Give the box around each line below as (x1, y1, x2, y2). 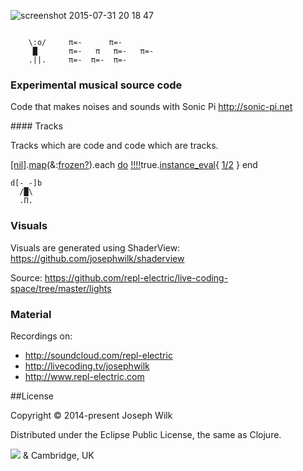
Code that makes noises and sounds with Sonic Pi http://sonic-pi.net (10, 101, 293, 113)
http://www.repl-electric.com (24, 370, 145, 382)
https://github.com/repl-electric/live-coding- (44, 271, 229, 284)
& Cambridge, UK (22, 449, 95, 461)
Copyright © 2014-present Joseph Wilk (10, 409, 173, 421)
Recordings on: (10, 330, 73, 342)
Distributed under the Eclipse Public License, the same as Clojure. (10, 428, 282, 440)
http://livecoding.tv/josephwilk (24, 360, 150, 372)
